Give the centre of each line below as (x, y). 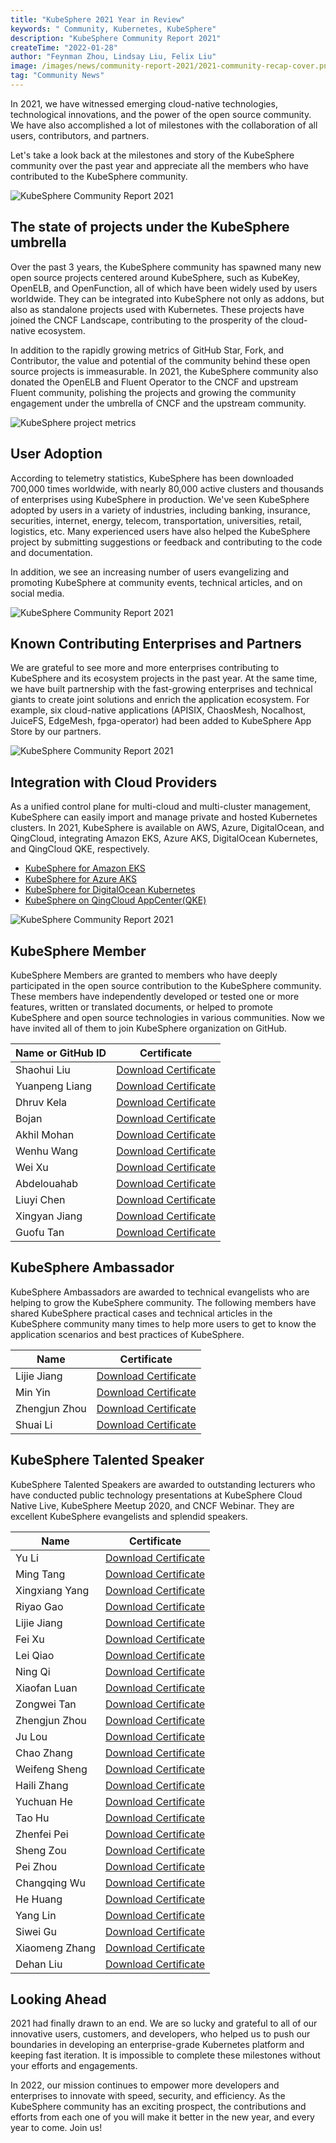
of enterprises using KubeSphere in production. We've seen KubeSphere (160, 499)
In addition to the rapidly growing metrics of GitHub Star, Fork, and (147, 350)
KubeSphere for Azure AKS (80, 879)
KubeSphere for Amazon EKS (85, 868)
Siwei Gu (36, 1931)
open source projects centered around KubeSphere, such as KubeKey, (155, 277)
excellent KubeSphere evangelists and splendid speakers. (129, 1516)
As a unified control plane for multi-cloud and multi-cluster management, (161, 807)
